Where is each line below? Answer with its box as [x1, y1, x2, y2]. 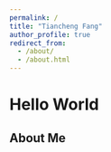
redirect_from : [9, 38, 67, 48]
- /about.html [17, 55, 70, 64]
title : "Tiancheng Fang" [9, 22, 103, 31]
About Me [9, 130, 66, 146]
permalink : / [9, 13, 59, 23]
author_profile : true [9, 30, 91, 39]
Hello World [9, 94, 99, 115]
